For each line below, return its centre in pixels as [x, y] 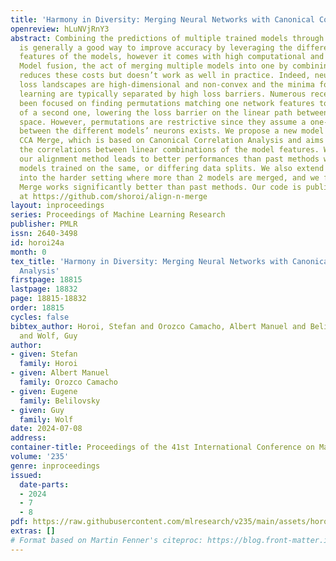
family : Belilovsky [60, 401]
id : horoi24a [37, 242]
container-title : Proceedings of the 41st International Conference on [162, 447]
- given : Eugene [44, 391]
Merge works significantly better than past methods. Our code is [160, 187]
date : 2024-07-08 [46, 429]
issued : [26, 475]
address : [28, 438]
